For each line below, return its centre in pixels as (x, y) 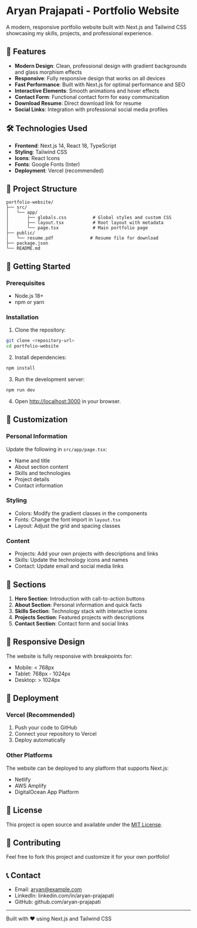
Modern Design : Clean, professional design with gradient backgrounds (101, 66)
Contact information (39, 485)
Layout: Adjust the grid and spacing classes (67, 526)
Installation (23, 317)
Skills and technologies (43, 473)
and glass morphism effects (48, 72)
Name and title (32, 460)
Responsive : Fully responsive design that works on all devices (90, 78)
